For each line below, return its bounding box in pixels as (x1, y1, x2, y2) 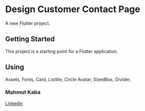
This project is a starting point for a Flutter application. (5, 48, 118, 54)
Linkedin (5, 100, 23, 106)
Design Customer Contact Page (5, 4, 140, 15)
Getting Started (5, 35, 55, 43)
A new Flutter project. (5, 20, 51, 26)
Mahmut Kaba (5, 89, 41, 96)
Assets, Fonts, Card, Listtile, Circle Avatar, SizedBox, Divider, (5, 76, 131, 82)
